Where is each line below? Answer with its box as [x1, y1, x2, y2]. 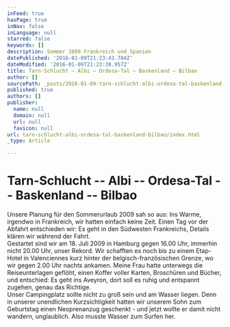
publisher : [7, 99, 38, 106]
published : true [7, 86, 53, 93]
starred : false [7, 36, 51, 43]
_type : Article [7, 138, 51, 145]
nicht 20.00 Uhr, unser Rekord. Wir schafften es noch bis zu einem [7, 247, 195, 255]
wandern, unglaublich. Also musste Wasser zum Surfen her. [7, 313, 176, 321]
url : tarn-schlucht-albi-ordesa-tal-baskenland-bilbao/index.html [7, 131, 201, 138]
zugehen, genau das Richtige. [7, 283, 91, 291]
